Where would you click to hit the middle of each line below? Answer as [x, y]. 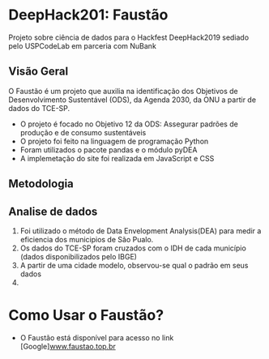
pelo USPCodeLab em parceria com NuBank [82, 45]
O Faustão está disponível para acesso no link [97, 337]
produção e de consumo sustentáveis [83, 132]
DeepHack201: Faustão [88, 15]
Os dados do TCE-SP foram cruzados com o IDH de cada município [133, 248]
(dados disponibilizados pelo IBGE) [79, 256]
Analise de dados [53, 211]
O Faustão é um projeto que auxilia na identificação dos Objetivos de [124, 91]
